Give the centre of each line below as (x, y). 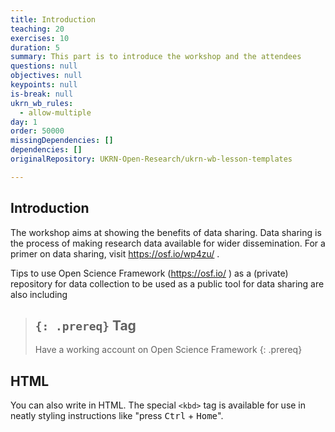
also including (39, 294)
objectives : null (46, 76)
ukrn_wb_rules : (42, 103)
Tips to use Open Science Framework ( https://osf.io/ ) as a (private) (149, 273)
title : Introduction (53, 19)
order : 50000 (37, 131)
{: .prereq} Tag (85, 325)
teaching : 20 (37, 29)
